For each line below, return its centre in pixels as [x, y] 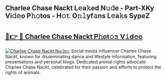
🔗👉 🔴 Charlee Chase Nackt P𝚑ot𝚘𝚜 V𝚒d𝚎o [74, 37]
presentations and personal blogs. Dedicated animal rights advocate [75, 62]
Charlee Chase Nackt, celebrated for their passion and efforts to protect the [83, 67]
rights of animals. [23, 72]
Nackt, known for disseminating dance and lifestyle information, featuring [81, 56]
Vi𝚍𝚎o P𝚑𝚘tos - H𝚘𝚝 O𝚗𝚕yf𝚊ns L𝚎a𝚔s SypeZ [77, 16]
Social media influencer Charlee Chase [111, 51]
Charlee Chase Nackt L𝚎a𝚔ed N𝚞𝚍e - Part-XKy [80, 8]
